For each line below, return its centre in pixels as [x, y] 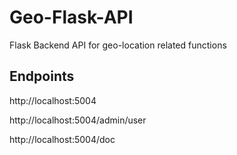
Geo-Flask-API [71, 17]
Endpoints [42, 76]
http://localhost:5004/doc [62, 139]
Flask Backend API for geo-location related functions [118, 45]
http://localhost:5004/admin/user [78, 120]
